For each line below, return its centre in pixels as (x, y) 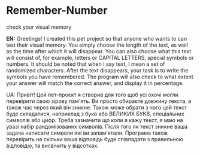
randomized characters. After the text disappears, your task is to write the (97, 70)
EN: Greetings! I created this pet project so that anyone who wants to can (97, 38)
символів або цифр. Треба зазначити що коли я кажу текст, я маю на (95, 120)
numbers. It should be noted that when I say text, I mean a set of (86, 64)
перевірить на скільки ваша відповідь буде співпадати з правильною (95, 139)
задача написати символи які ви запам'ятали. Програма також (87, 133)
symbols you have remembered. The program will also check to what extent (100, 77)
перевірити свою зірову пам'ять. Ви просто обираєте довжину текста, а (99, 101)
